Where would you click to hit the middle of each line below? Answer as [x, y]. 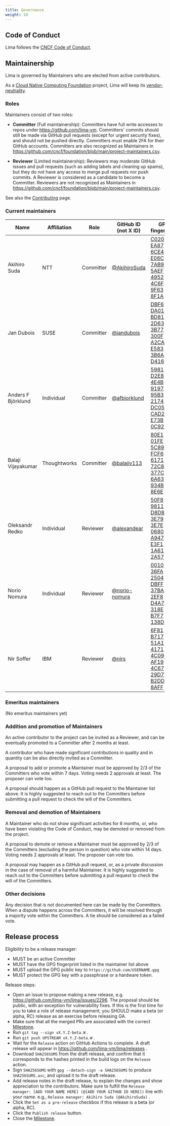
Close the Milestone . [34, 1118]
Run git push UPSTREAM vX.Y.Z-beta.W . [54, 1037]
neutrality [15, 91]
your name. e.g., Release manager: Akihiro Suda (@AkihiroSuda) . [81, 1097]
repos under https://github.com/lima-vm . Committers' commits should [86, 130]
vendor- [155, 85]
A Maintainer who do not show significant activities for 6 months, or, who [81, 823]
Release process [32, 937]
